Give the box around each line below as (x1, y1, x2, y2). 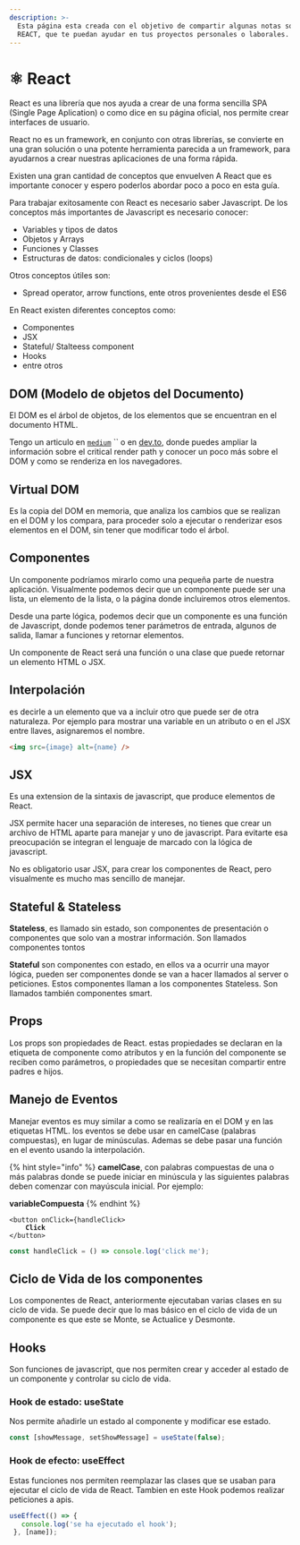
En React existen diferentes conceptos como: (9, 305, 177, 316)
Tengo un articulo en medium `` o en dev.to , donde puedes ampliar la (9, 437, 257, 448)
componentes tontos (9, 942, 86, 953)
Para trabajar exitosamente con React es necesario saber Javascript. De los (9, 198, 288, 209)
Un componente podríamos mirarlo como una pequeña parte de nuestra (9, 574, 274, 585)
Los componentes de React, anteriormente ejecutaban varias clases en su (9, 1295, 282, 1306)
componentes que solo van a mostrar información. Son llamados (9, 933, 247, 943)
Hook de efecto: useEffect (9, 1455, 125, 1467)
